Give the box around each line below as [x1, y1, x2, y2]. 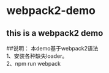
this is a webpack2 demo [6, 28, 103, 38]
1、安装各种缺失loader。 [6, 52, 68, 60]
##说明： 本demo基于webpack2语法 [6, 45, 99, 52]
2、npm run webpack [6, 60, 61, 67]
